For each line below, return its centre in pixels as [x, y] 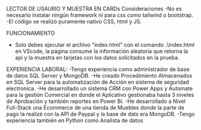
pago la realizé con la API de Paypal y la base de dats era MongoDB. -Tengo [100, 114]
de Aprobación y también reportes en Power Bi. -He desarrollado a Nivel [96, 101]
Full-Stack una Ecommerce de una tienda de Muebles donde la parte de [95, 107]
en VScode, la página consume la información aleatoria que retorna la [101, 51]
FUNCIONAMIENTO [31, 33]
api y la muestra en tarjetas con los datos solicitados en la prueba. [97, 57]
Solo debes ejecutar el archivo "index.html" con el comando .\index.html [104, 45]
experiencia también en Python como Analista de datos [75, 120]
